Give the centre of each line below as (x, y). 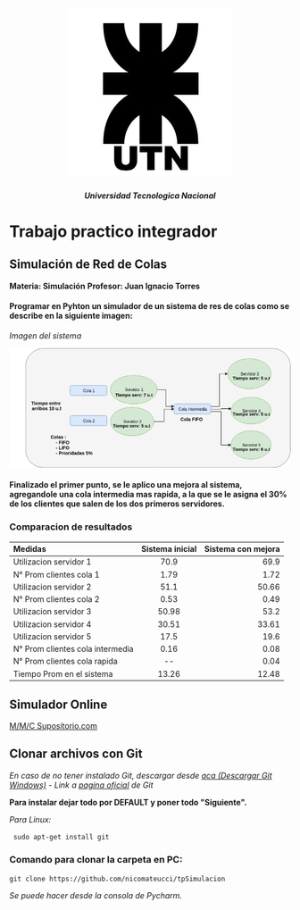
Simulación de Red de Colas (88, 265)
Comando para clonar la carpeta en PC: (96, 859)
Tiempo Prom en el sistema (63, 673)
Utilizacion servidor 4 (52, 624)
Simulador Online (58, 704)
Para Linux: (30, 819)
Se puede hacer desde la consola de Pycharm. (96, 896)
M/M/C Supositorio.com (54, 726)
